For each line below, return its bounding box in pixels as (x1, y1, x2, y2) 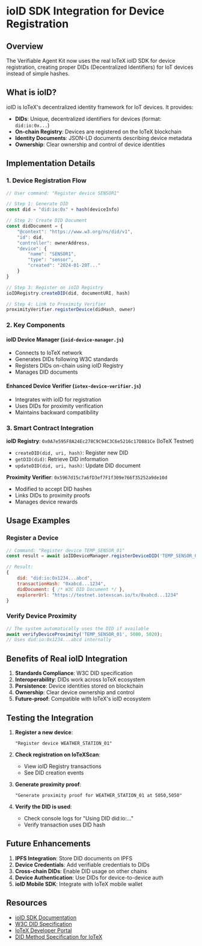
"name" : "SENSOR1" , (28, 251, 77, 257)
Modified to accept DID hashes (14, 485, 92, 493)
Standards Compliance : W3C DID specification (14, 670, 133, 677)
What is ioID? (6, 88, 57, 98)
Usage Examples (6, 516, 70, 526)
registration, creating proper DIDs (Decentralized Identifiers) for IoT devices (6, 63, 194, 71)
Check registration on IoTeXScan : (14, 750, 101, 758)
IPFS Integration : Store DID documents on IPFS (14, 854, 133, 861)
